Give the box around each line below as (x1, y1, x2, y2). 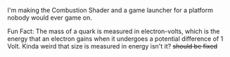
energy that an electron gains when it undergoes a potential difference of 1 (7, 34, 224, 43)
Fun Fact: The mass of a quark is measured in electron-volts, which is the (7, 27, 220, 35)
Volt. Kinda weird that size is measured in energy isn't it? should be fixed (7, 42, 218, 50)
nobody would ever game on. (7, 13, 93, 22)
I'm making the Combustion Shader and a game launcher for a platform (7, 6, 213, 14)
